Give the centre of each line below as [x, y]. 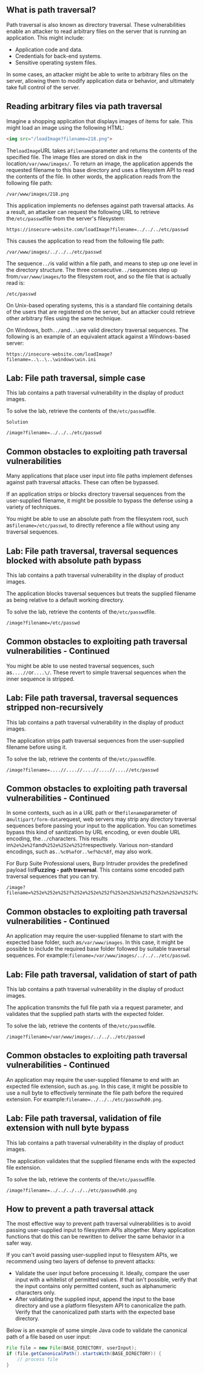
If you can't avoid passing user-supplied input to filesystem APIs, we [92, 1255]
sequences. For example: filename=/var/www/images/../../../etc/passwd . [98, 955]
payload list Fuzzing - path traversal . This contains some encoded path [95, 870]
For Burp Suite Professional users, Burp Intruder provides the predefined [97, 864]
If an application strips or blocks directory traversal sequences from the [96, 494]
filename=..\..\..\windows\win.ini [51, 359]
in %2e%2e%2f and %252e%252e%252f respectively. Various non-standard [90, 845]
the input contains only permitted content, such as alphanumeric [96, 1286]
